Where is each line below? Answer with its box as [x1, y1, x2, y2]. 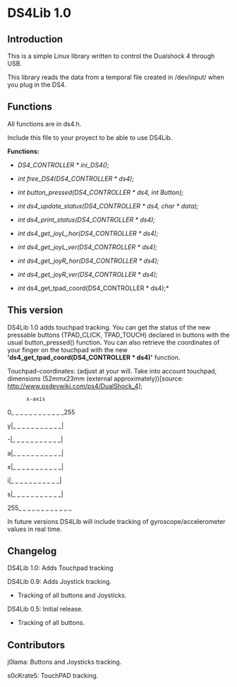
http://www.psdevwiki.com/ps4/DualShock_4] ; [7, 381, 143, 390]
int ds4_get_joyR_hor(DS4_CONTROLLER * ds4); [17, 256, 159, 265]
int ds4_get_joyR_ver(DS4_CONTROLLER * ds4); [17, 270, 158, 278]
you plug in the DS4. [7, 80, 67, 89]
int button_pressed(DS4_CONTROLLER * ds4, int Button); [17, 188, 184, 196]
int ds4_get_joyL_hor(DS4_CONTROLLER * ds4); [17, 229, 159, 237]
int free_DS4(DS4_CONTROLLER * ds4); [17, 174, 135, 183]
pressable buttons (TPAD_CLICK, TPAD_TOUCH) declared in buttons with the [7, 330, 230, 339]
